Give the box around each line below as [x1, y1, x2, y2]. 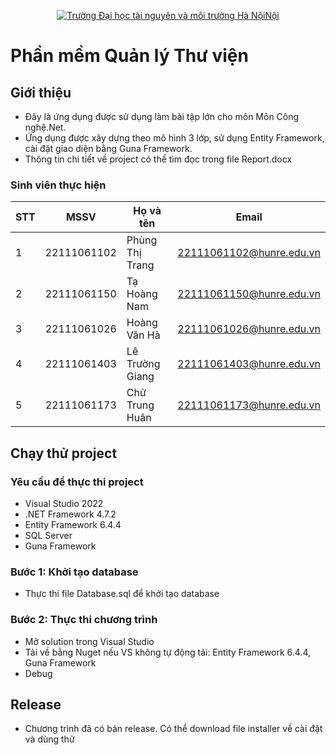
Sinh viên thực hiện [10, 178, 107, 192]
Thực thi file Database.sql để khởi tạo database [24, 588, 220, 600]
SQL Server [24, 529, 73, 541]
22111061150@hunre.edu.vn [177, 287, 321, 301]
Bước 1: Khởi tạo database [10, 565, 139, 579]
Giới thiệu [10, 84, 72, 101]
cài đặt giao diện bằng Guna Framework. [24, 143, 193, 154]
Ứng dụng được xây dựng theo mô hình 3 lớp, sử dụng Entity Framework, [24, 132, 325, 144]
